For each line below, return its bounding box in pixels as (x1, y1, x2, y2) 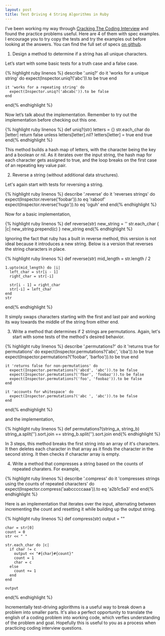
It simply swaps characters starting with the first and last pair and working (5, 313, 156, 319)
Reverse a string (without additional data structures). (12, 171, 119, 178)
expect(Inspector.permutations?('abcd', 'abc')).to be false (9, 368, 138, 373)
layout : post (5, 7, 32, 12)
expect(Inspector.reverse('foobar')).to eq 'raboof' (5, 196, 106, 202)
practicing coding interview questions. (5, 625, 83, 631)
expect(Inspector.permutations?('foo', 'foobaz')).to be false (9, 376, 142, 381)
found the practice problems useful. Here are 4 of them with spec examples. (5, 31, 160, 37)
